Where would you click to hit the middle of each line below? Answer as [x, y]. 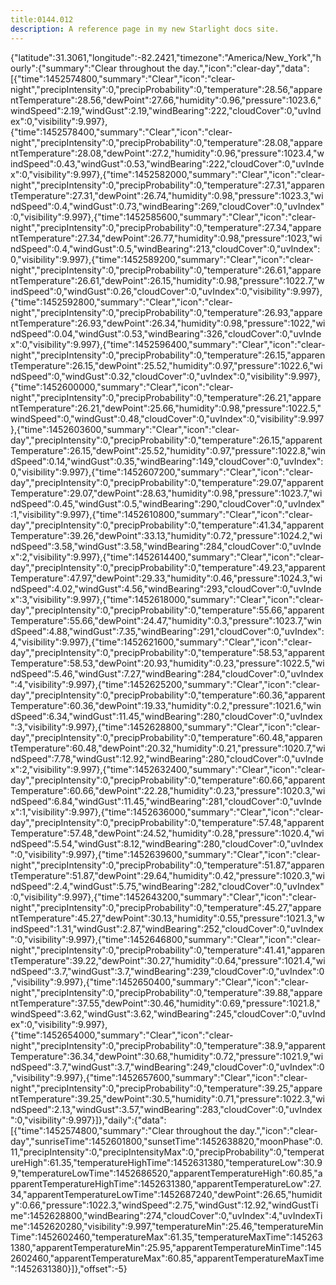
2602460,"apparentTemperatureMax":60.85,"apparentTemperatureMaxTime [167, 1258]
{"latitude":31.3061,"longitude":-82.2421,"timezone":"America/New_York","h [166, 57]
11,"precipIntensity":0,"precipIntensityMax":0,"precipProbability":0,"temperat [167, 1152]
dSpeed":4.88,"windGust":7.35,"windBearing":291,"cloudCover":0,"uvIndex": [167, 631]
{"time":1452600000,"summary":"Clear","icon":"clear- [122, 387]
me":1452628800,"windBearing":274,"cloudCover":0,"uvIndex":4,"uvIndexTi [166, 1215]
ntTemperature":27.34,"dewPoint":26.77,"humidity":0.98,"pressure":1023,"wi [166, 238]
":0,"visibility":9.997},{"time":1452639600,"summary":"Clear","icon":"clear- [165, 854]
